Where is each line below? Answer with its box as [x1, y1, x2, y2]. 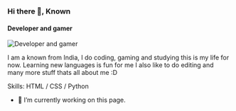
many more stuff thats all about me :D [7, 69, 117, 77]
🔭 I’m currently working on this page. [17, 95, 126, 105]
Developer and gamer [7, 24, 73, 33]
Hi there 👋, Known [7, 6, 71, 16]
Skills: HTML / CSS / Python [7, 82, 89, 90]
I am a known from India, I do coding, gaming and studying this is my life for [7, 53, 230, 62]
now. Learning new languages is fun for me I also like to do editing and [7, 61, 215, 69]
